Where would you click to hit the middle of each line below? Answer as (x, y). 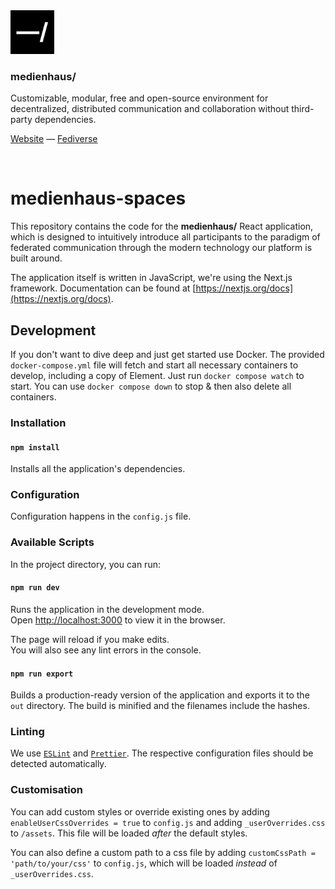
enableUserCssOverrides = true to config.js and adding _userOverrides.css (168, 822)
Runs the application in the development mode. (107, 609)
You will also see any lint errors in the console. (106, 650)
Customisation (46, 790)
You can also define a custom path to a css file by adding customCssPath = (163, 852)
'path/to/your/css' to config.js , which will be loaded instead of (144, 863)
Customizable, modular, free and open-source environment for (139, 98)
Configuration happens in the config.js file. (101, 516)
